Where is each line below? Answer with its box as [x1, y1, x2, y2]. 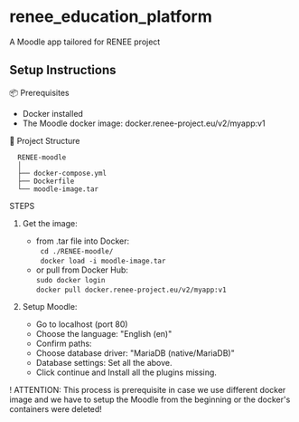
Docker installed [22, 108, 84, 119]
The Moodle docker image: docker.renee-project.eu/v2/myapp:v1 [22, 118, 266, 129]
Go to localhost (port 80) [35, 319, 128, 330]
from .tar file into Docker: [35, 235, 129, 246]
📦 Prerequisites [9, 87, 70, 98]
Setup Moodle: [22, 301, 78, 312]
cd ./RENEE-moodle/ [40, 246, 114, 255]
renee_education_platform [9, 6, 212, 27]
